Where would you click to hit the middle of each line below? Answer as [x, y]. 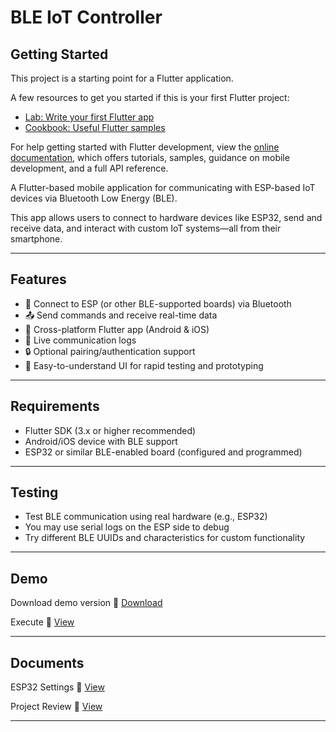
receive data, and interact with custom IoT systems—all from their [146, 228]
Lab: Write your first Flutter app [89, 117]
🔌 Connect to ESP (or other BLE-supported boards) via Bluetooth [158, 303]
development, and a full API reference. [89, 168]
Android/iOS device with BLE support [101, 441]
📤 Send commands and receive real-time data [121, 315]
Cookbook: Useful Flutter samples [95, 127]
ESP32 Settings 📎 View [57, 687]
